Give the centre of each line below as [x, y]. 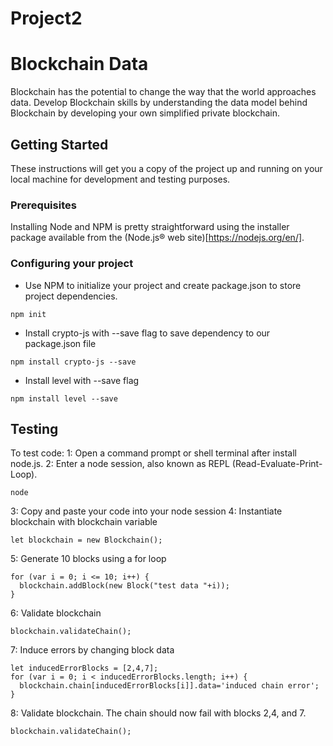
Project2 [46, 18]
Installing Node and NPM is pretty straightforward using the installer [150, 227]
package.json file [60, 343]
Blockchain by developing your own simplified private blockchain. [145, 113]
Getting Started [59, 144]
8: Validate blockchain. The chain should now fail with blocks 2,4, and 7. [158, 713]
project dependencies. [71, 296]
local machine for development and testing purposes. [120, 179]
